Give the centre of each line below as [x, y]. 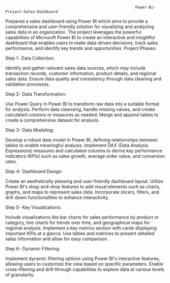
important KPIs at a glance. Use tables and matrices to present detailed [80, 233]
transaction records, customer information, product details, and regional [81, 73]
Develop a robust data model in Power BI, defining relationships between [81, 140]
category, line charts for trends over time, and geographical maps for [78, 222]
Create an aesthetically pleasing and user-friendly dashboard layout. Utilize [84, 181]
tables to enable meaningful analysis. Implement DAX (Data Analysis [77, 145]
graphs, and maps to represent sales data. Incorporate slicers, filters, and [82, 192]
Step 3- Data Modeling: [30, 130]
